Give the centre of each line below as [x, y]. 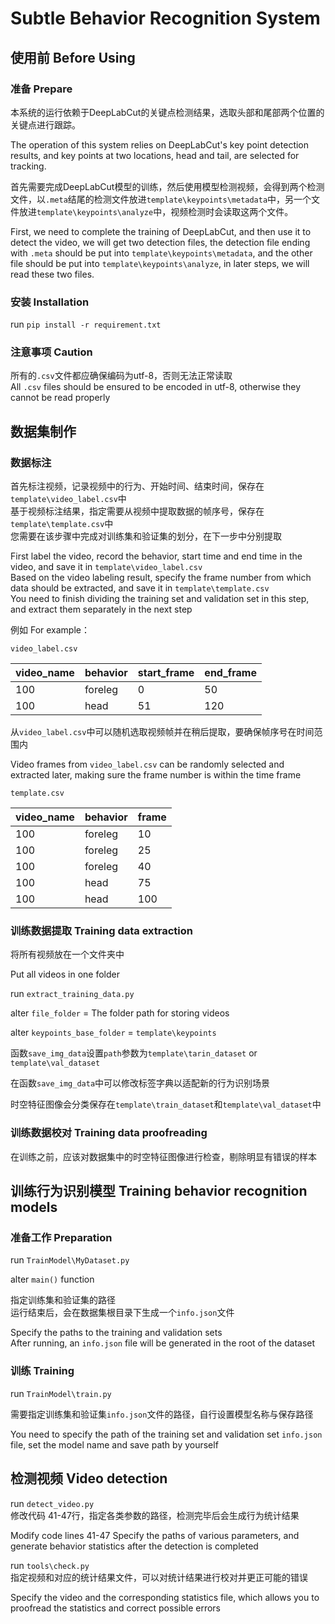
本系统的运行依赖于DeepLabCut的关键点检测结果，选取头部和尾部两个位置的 [167, 112]
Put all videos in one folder [65, 974]
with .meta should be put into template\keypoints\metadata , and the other [161, 253]
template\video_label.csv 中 [68, 499]
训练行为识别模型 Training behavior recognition [159, 1191]
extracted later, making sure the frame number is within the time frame [156, 775]
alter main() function [52, 1279]
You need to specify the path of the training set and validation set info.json [166, 1434]
